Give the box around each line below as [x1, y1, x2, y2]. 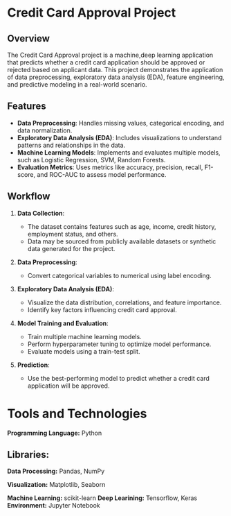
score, [17, 170, 36, 178]
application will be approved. [27, 381, 110, 390]
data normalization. [17, 126, 73, 135]
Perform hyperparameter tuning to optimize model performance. [27, 340, 212, 348]
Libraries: [7, 449, 50, 461]
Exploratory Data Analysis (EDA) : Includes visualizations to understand [17, 133, 222, 141]
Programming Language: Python [7, 429, 102, 437]
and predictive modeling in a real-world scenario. [7, 80, 147, 88]
